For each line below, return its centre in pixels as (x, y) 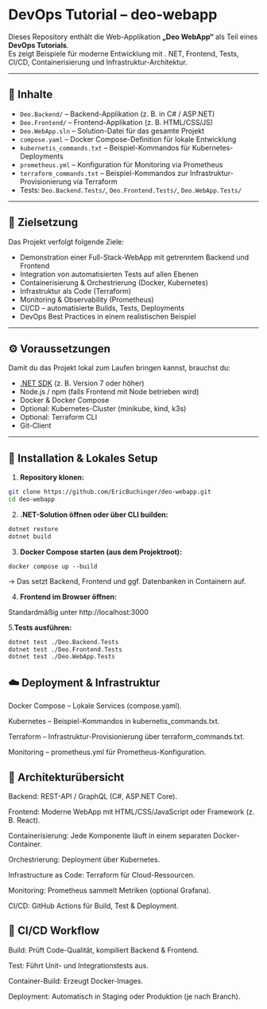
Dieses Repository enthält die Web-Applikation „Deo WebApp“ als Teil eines (133, 37)
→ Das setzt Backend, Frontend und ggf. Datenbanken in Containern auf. (127, 581)
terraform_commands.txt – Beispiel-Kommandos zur (104, 173)
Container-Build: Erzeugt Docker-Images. (76, 980)
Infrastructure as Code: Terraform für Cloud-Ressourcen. (102, 874)
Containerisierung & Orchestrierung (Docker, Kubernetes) (114, 282)
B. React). (24, 820)
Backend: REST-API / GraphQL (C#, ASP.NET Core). (93, 796)
